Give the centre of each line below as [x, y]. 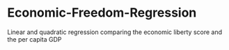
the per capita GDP [34, 39]
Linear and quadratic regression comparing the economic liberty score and [115, 32]
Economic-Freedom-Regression [102, 13]
